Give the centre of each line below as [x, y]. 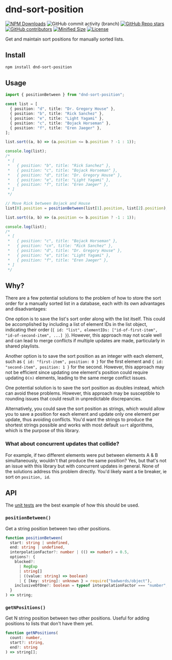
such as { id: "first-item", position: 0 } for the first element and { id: [84, 362]
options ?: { [23, 557]
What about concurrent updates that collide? [62, 444]
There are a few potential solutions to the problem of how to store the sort [83, 298]
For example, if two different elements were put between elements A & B [82, 455]
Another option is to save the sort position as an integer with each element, [84, 356]
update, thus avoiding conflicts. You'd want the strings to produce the [79, 420]
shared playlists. [23, 346]
